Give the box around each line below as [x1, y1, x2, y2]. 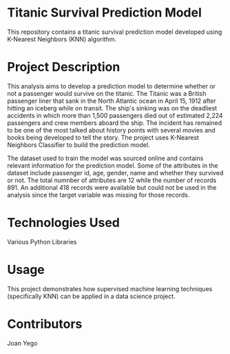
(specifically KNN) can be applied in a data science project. [7, 292, 176, 300]
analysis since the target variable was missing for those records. [7, 190, 190, 199]
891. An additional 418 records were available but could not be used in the [7, 183, 217, 191]
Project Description [7, 59, 121, 75]
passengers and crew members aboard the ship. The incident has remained [7, 119, 222, 127]
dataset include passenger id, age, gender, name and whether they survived [7, 168, 224, 177]
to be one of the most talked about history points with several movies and [7, 126, 216, 134]
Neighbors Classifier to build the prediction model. [7, 140, 150, 149]
